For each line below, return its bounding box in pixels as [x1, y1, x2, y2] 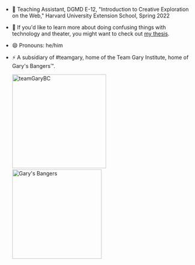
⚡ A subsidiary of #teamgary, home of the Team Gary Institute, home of [11, 54, 189, 61]
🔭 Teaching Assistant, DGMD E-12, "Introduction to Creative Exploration [11, 6, 189, 13]
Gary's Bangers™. [11, 62, 56, 69]
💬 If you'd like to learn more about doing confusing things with [11, 24, 166, 31]
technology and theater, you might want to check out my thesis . [11, 30, 170, 37]
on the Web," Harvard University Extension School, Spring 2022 [11, 12, 170, 19]
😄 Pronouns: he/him [11, 42, 63, 49]
